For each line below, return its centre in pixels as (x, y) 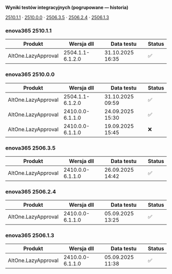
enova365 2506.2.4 (31, 191)
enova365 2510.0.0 (30, 75)
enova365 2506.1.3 (30, 235)
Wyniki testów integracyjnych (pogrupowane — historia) (67, 7)
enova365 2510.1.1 (29, 30)
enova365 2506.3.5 (30, 148)
